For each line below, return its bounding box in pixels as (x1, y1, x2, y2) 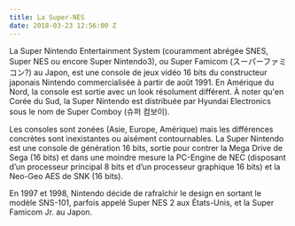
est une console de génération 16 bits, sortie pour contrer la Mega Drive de (9, 142, 283, 153)
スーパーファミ (232, 56, 287, 66)
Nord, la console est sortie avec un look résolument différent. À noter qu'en (9, 86, 284, 97)
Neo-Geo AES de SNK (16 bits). (9, 170, 124, 181)
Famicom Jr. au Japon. (9, 207, 93, 217)
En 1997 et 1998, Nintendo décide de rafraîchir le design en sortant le (9, 187, 261, 199)
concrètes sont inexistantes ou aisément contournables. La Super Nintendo (9, 133, 284, 144)
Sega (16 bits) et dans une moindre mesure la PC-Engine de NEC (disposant (9, 152, 286, 162)
